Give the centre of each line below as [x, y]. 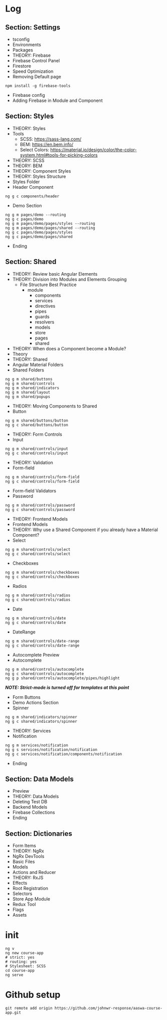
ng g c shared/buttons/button [37, 425]
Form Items [24, 846]
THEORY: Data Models [36, 797]
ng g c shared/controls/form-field [42, 481]
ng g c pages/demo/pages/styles [39, 232]
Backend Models [30, 807]
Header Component [33, 187]
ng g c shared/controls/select [38, 554]
